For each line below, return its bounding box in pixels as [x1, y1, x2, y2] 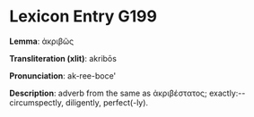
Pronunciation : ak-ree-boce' [9, 70, 117, 81]
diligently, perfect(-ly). [66, 96, 149, 108]
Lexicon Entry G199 [9, 6, 157, 27]
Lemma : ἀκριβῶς [9, 36, 74, 46]
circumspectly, [9, 96, 65, 108]
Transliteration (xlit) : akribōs [9, 53, 117, 63]
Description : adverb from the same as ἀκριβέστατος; [9, 88, 208, 98]
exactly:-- [209, 88, 246, 98]
